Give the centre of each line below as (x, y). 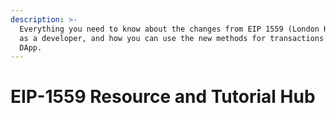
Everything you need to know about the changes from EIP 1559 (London (169, 29)
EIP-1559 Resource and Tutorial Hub (163, 97)
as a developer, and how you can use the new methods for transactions (172, 38)
